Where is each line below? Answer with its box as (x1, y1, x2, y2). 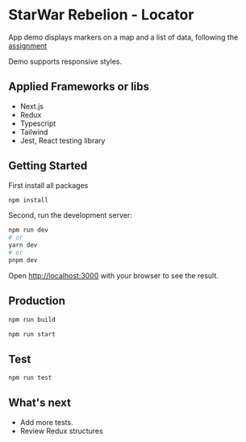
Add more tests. (19, 417, 74, 427)
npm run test (8, 373, 52, 382)
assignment (8, 40, 48, 50)
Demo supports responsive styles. (8, 56, 123, 66)
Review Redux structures (19, 426, 103, 436)
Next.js (19, 101, 44, 110)
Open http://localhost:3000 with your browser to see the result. (8, 270, 219, 280)
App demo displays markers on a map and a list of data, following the (8, 32, 239, 42)
